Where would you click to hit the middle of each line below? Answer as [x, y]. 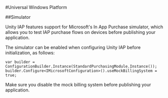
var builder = [20, 62]
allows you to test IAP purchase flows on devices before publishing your [80, 32]
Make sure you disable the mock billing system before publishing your [78, 85]
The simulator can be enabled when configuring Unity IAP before [73, 47]
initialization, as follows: [30, 53]
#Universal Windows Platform [36, 7]
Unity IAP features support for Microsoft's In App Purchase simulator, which [84, 27]
